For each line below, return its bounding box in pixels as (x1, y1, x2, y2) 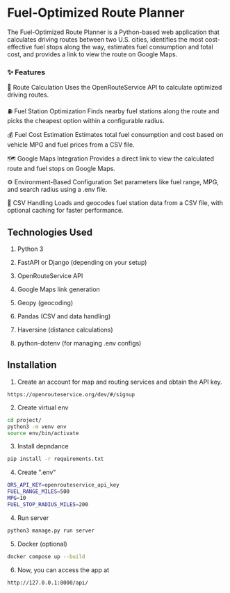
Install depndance (17, 442, 69, 450)
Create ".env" (17, 468, 56, 477)
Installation (7, 359, 57, 371)
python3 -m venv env (7, 423, 67, 430)
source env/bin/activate (7, 430, 79, 437)
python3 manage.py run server (7, 527, 95, 534)
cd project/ (7, 416, 42, 423)
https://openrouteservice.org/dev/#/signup (7, 391, 135, 398)
